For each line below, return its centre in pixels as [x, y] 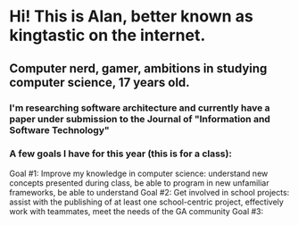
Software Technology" [59, 129]
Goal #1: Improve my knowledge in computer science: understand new [139, 173]
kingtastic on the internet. [108, 35]
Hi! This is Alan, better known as [132, 17]
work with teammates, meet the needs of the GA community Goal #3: [137, 211]
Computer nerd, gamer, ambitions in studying [138, 68]
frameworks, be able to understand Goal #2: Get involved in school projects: [149, 192]
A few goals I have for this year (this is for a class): [120, 154]
